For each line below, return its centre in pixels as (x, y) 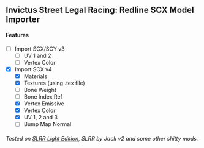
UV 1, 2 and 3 (41, 118)
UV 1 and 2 (37, 55)
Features (17, 35)
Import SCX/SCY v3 (40, 49)
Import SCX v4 (33, 69)
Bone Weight (40, 90)
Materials (36, 76)
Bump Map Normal (47, 124)
